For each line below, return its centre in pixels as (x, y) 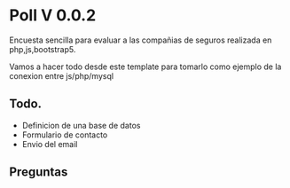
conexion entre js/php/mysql (61, 75)
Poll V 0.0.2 (53, 16)
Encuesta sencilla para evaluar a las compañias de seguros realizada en (141, 40)
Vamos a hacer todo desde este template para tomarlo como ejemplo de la (145, 67)
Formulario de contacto (65, 135)
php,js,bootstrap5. (43, 49)
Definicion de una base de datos (81, 125)
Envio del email (50, 144)
